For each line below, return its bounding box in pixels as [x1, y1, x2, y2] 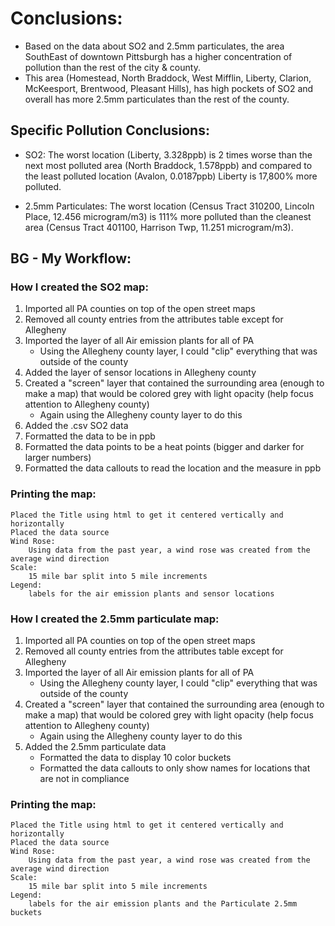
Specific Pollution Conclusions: [10, 122, 210, 139]
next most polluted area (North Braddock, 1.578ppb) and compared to [24, 159, 313, 171]
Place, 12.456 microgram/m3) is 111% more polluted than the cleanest [24, 210, 312, 222]
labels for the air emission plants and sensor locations [28, 588, 275, 599]
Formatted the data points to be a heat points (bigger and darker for [24, 441, 305, 453]
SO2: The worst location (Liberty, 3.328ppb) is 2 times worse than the [24, 148, 313, 161]
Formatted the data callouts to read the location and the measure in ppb [24, 462, 322, 474]
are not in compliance [39, 773, 130, 785]
